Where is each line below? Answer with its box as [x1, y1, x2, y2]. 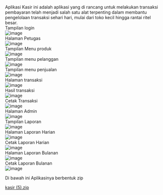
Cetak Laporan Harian [5, 140, 49, 145]
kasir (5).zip [5, 185, 29, 190]
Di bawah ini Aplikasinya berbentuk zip [5, 175, 83, 181]
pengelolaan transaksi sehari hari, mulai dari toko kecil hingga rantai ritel [5, 15, 151, 20]
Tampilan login [5, 25, 35, 31]
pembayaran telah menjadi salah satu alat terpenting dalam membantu [5, 9, 147, 15]
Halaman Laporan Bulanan [5, 150, 59, 156]
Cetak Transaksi [5, 98, 38, 103]
